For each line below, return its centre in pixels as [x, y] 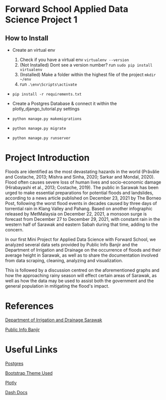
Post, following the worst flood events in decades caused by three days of [81, 203]
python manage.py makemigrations [47, 119]
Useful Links [32, 350]
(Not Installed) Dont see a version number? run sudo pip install [86, 65]
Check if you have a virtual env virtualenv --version [74, 60]
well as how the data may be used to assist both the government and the [80, 281]
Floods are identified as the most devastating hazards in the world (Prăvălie [83, 171]
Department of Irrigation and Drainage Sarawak [54, 320]
